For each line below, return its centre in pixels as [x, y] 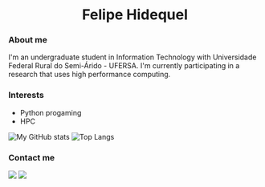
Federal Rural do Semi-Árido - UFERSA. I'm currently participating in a [124, 66]
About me [28, 40]
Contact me [32, 157]
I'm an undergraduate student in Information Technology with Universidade [132, 57]
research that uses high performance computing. [90, 75]
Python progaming [51, 112]
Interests [26, 96]
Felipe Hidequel [135, 15]
